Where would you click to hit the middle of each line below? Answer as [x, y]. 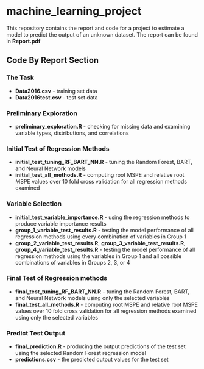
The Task [20, 77]
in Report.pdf [23, 41]
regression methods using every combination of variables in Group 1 [101, 237]
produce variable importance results [61, 223]
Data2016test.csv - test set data [57, 97]
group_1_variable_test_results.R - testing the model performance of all [104, 230]
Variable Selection [34, 204]
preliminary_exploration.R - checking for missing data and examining [103, 126]
